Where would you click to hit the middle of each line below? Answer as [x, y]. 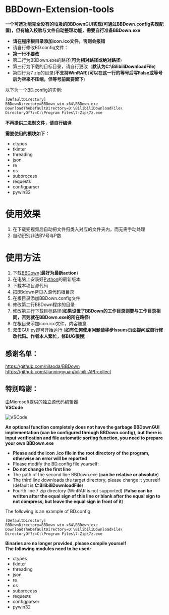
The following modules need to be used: [48, 549]
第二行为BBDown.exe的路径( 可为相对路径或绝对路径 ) [67, 60]
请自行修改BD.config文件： [41, 47]
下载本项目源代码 [30, 285]
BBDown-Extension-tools [60, 9]
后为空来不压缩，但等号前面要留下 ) [49, 79]
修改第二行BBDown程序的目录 [44, 304]
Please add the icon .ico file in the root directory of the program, [81, 453]
